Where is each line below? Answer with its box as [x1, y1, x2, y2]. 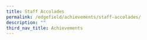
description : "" [6, 19, 46, 25]
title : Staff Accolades [6, 8, 65, 15]
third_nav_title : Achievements [6, 25, 83, 31]
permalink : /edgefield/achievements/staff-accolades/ [6, 14, 142, 20]
